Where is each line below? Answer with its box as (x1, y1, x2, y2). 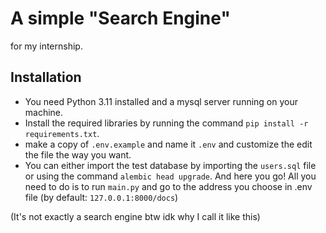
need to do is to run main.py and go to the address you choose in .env (24, 180, 313, 192)
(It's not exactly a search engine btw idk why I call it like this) (10, 210, 261, 222)
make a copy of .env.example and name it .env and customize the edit (24, 138, 313, 150)
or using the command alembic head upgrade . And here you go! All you (24, 170, 317, 182)
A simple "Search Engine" (10, 7, 231, 30)
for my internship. (10, 40, 83, 52)
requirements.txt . (24, 127, 100, 139)
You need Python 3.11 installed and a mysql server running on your (24, 95, 298, 107)
